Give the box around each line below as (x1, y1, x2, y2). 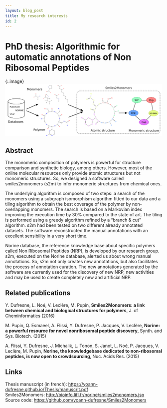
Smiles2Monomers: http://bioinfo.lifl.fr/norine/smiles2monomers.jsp (5, 392, 145, 398)
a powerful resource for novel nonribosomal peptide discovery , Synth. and (5, 328, 163, 334)
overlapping (5, 206, 30, 212)
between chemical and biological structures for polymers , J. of (5, 307, 138, 313)
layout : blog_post (5, 8, 43, 13)
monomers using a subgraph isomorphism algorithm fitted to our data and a (5, 195, 161, 202)
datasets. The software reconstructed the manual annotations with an (5, 227, 148, 233)
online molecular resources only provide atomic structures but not (5, 170, 141, 176)
